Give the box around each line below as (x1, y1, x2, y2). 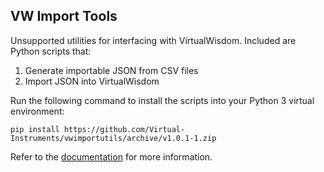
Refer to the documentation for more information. (10, 150, 213, 163)
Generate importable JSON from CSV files (24, 64, 199, 76)
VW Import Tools (10, 8, 118, 25)
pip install (10, 124, 60, 134)
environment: (10, 105, 65, 117)
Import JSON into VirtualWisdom (24, 75, 160, 87)
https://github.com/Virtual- (63, 124, 186, 134)
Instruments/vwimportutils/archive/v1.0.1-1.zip (10, 133, 217, 143)
